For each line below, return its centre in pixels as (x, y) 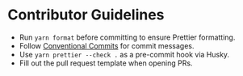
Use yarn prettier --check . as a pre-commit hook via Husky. (124, 54)
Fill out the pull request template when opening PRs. (106, 63)
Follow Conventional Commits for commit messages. (107, 45)
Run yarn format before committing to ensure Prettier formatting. (127, 37)
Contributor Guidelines (86, 15)
